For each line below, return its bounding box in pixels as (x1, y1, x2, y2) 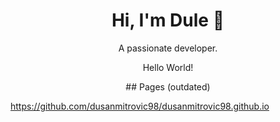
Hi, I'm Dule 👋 (111, 9, 225, 32)
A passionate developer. (118, 42, 218, 54)
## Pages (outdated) (125, 80, 211, 93)
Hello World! (142, 61, 194, 73)
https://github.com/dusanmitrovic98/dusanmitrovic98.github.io (10, 100, 270, 112)
